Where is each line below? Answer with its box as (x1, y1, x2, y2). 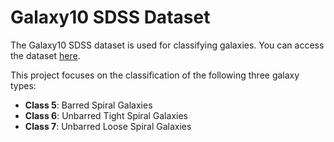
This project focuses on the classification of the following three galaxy (10, 69, 300, 81)
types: (10, 79, 37, 91)
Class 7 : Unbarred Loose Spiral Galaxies (24, 120, 192, 132)
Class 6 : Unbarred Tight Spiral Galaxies (24, 109, 188, 121)
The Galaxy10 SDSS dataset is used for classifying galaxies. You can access (10, 39, 325, 51)
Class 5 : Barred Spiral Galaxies (24, 99, 153, 111)
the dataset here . (10, 49, 81, 61)
